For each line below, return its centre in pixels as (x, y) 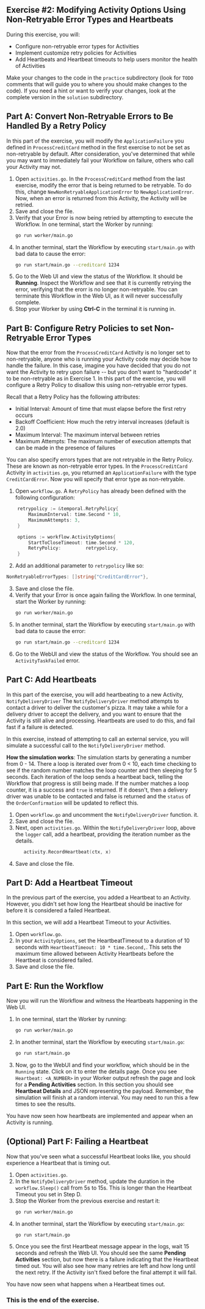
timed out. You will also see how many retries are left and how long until (105, 1266)
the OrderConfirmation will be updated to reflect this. (73, 803)
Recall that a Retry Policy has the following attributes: (73, 397)
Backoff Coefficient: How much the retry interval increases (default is (102, 422)
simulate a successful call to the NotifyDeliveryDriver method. (86, 745)
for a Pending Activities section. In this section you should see (94, 1084)
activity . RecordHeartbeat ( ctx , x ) (67, 852)
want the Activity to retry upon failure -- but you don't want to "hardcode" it (101, 372)
